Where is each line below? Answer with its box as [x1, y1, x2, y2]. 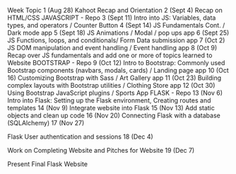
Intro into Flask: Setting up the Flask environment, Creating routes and [7, 96, 211, 105]
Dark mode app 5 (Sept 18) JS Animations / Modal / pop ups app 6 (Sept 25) [7, 28, 230, 37]
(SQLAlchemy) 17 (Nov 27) [7, 119, 85, 127]
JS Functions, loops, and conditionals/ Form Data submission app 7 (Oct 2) [7, 36, 225, 45]
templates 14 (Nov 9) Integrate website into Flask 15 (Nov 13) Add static [7, 104, 216, 112]
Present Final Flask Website [7, 160, 88, 168]
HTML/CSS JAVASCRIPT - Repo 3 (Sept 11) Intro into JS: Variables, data [7, 13, 216, 22]
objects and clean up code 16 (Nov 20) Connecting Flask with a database [7, 111, 220, 120]
